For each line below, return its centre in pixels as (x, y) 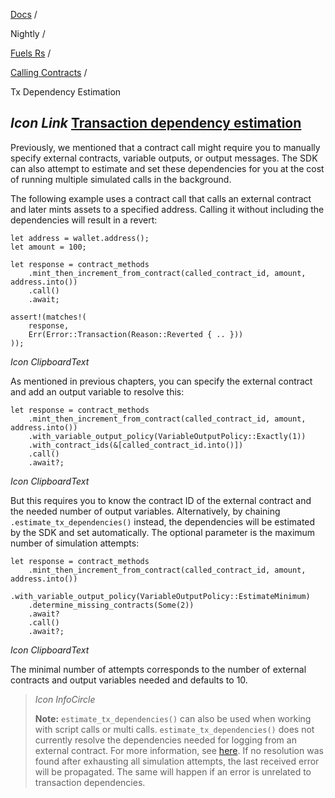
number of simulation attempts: (75, 543)
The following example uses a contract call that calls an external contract (161, 198)
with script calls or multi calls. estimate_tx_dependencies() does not (174, 729)
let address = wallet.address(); (80, 238)
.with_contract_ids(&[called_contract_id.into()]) (136, 445)
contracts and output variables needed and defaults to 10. (129, 680)
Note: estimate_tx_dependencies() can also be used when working (173, 718)
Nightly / (28, 33)
